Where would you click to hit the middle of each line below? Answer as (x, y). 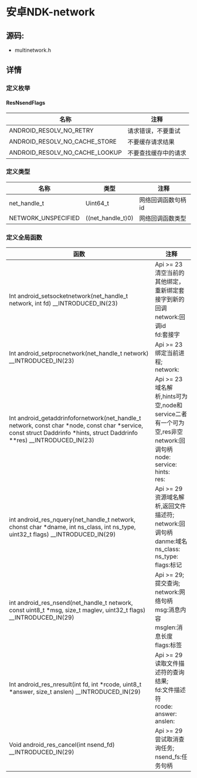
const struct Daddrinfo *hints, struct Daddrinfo (73, 433)
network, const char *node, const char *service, (76, 425)
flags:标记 (169, 565)
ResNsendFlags (26, 102)
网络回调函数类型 (163, 218)
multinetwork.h (33, 50)
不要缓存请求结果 (151, 142)
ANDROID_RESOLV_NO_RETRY (51, 130)
